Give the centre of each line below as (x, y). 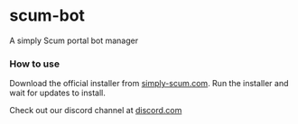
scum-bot (47, 16)
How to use (35, 64)
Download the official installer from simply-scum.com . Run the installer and (149, 84)
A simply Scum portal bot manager (74, 40)
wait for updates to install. (57, 93)
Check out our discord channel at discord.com (96, 111)
